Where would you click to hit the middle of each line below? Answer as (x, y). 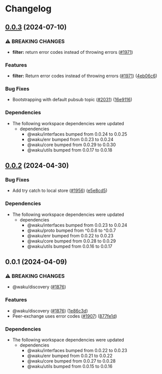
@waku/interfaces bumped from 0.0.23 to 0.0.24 (77, 225)
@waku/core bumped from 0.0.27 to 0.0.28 (71, 361)
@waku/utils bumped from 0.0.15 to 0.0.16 (70, 367)
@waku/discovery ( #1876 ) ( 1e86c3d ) (50, 311)
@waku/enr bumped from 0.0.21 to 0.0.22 (70, 356)
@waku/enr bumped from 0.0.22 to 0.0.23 (70, 235)
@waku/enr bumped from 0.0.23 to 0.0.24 (70, 139)
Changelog (28, 9)
